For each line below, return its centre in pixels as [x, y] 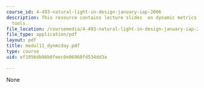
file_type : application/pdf [42, 35]
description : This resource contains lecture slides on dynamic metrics [102, 18]
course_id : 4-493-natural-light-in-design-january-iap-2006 [84, 12]
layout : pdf [21, 40]
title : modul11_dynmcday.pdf [43, 46]
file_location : [25, 29]
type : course [23, 52]
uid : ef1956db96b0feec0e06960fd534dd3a [57, 57]
